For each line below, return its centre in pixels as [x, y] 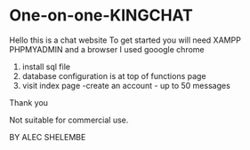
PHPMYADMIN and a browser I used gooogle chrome [107, 49]
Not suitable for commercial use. [69, 120]
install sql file [46, 67]
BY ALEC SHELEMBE [48, 137]
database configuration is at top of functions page [114, 75]
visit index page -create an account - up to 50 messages [126, 85]
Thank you [29, 102]
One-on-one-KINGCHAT [101, 16]
